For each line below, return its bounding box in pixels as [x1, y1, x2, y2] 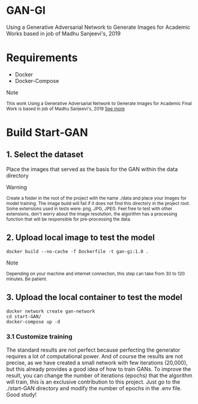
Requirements [6, 51, 78, 65]
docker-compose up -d [6, 319, 61, 325]
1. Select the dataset [6, 150, 84, 160]
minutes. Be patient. [6, 276, 48, 282]
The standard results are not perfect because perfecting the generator [6, 346, 181, 353]
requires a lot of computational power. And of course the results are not [6, 352, 183, 360]
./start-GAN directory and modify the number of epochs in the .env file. [6, 384, 182, 391]
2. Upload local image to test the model [6, 233, 155, 243]
